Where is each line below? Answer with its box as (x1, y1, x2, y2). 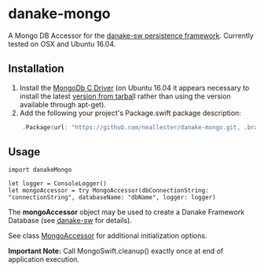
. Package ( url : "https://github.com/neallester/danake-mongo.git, (22, 123, 241, 131)
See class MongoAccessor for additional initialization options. (8, 231, 207, 240)
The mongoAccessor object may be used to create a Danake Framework (8, 207, 245, 217)
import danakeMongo (8, 166, 72, 174)
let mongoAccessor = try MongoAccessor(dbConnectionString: (8, 187, 210, 195)
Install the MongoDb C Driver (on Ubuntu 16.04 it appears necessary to (19, 83, 250, 92)
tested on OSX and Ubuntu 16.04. (8, 39, 116, 48)
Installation (8, 62, 64, 76)
